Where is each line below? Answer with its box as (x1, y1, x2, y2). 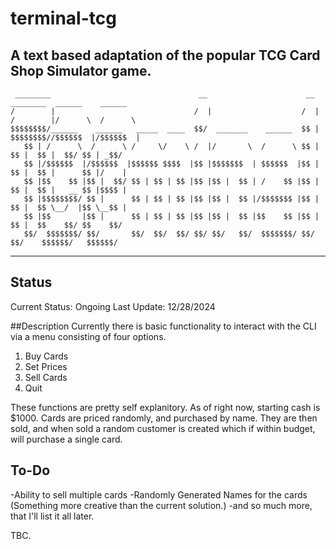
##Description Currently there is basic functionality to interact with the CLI (10, 320, 317, 332)
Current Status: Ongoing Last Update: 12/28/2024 (10, 300, 216, 312)
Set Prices (24, 360, 68, 372)
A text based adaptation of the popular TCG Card (10, 47, 321, 64)
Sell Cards (24, 371, 68, 383)
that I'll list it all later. (10, 510, 95, 522)
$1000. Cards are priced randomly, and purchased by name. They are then (10, 412, 318, 424)
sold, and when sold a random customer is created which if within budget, (10, 422, 316, 434)
